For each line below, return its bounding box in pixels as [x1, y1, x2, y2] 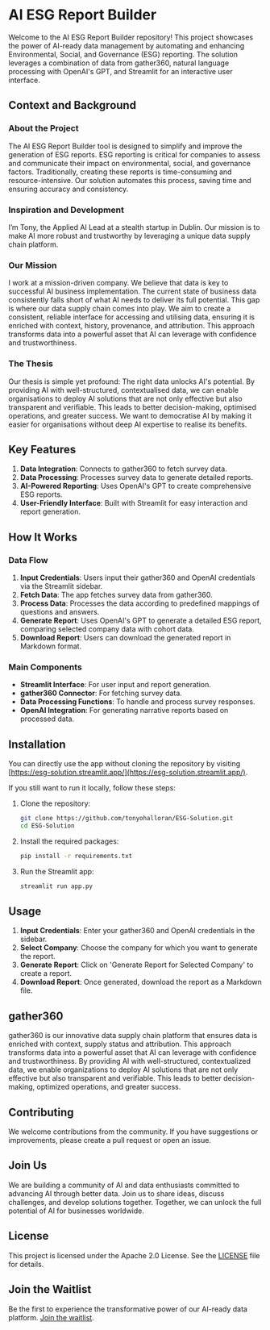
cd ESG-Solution [19, 822, 75, 830]
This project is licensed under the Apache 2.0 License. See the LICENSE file [8, 1250, 260, 1260]
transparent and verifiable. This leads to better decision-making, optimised [8, 402, 256, 412]
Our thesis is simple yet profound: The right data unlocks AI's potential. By [8, 377, 255, 386]
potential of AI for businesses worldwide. [8, 1206, 145, 1215]
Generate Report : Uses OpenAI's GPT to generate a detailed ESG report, [19, 615, 262, 626]
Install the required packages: [19, 836, 119, 846]
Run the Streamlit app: [19, 866, 94, 876]
